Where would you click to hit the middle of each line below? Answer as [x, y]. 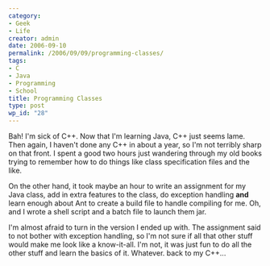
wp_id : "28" [28, 114]
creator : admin [34, 38]
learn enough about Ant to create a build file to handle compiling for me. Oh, [135, 203]
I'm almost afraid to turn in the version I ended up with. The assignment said [135, 227]
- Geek [19, 23]
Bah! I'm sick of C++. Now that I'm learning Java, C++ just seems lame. [127, 136]
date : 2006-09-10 [37, 46]
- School [23, 91]
